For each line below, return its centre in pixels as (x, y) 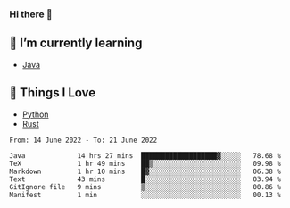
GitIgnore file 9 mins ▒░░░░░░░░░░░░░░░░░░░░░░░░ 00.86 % (145, 187)
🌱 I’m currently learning (76, 43)
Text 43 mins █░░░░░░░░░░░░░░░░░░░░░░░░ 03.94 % (145, 179)
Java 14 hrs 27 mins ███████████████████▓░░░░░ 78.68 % (145, 155)
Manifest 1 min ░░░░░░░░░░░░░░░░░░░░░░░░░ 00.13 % (145, 195)
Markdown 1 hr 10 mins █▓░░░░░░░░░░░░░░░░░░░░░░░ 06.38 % (145, 171)
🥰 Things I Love (53, 93)
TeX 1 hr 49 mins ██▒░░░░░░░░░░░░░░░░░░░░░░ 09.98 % (145, 163)
